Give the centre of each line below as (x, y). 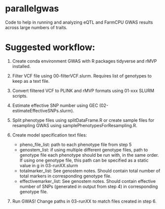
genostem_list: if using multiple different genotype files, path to (84, 150)
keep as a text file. (31, 81)
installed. (21, 66)
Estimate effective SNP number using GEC (55, 105)
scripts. (20, 96)
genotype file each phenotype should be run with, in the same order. (89, 155)
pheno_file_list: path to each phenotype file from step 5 (76, 144)
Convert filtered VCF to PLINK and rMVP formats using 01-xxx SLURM (83, 90)
